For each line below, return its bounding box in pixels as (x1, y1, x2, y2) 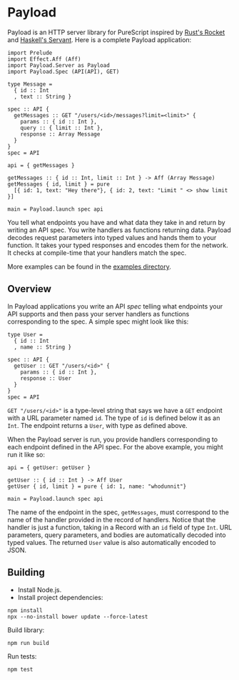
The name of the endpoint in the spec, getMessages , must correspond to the (7, 508, 230, 516)
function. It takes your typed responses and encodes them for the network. (7, 241, 228, 249)
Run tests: (7, 651, 37, 661)
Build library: (7, 626, 45, 634)
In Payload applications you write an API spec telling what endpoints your (7, 301, 223, 311)
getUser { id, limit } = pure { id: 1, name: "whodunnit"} (7, 483, 187, 490)
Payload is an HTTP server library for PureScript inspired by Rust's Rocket (7, 28, 225, 36)
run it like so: (7, 450, 45, 459)
